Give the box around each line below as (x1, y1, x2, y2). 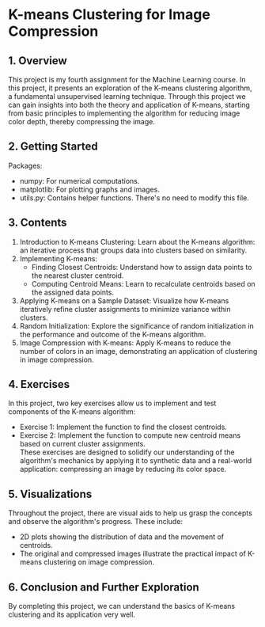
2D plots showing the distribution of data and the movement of (19, 532, 224, 541)
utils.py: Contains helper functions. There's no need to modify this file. (19, 192, 249, 203)
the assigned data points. (31, 287, 115, 297)
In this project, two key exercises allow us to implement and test (8, 398, 217, 408)
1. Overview (8, 54, 67, 67)
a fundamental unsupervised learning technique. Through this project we (8, 92, 247, 101)
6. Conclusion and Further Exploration (8, 580, 199, 594)
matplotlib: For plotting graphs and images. (19, 184, 161, 194)
